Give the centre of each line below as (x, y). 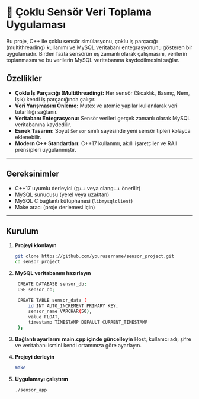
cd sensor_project (37, 262)
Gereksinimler (33, 174)
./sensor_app (31, 390)
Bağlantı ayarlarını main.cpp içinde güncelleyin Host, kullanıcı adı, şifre (103, 339)
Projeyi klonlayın (36, 245)
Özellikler (24, 79)
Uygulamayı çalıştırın (41, 379)
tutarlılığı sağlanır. (36, 111)
